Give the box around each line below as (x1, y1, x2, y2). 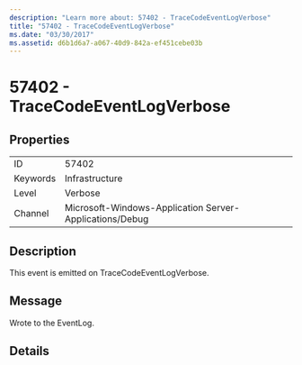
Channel (13, 207, 49, 220)
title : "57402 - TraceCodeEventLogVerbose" (9, 22, 175, 31)
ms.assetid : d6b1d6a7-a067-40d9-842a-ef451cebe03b (9, 38, 203, 48)
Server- (205, 202, 240, 214)
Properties (9, 132, 70, 147)
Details (9, 343, 49, 359)
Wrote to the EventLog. (9, 317, 94, 328)
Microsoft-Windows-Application (64, 202, 204, 214)
